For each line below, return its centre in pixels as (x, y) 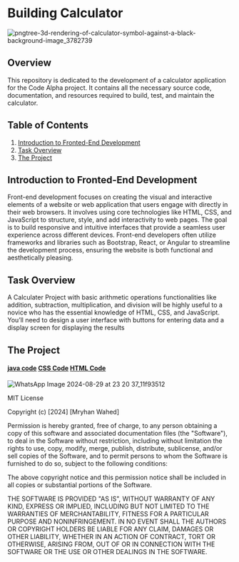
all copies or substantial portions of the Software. (80, 485)
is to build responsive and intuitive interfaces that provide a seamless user (117, 228)
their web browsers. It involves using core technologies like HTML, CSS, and (119, 213)
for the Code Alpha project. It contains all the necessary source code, (110, 88)
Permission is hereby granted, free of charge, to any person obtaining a (112, 425)
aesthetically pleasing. (40, 257)
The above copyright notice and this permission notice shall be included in (117, 477)
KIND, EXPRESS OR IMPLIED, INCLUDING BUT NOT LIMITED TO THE (108, 506)
